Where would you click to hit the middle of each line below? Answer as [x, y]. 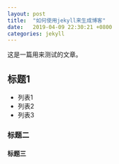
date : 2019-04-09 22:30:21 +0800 [60, 27]
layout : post [27, 14]
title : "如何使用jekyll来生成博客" [57, 20]
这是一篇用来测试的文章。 [45, 54]
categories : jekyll [36, 34]
